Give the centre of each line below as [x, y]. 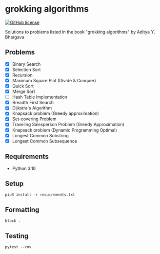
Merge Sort [23, 91]
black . [13, 221]
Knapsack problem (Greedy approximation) [55, 113]
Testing [17, 236]
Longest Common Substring [40, 135]
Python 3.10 [24, 168]
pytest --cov [18, 247]
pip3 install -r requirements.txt [40, 195]
